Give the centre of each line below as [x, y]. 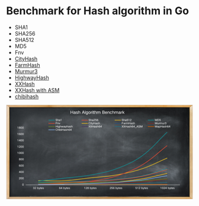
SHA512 [24, 40]
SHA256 [25, 33]
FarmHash [27, 65]
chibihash [27, 96]
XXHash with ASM [37, 90]
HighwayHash [32, 78]
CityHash [26, 59]
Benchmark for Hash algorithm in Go [98, 11]
